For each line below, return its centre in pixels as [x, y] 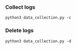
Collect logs [20, 7]
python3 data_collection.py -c [38, 18]
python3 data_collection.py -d [38, 41]
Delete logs [20, 31]
